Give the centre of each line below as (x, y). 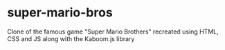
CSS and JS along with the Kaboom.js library (71, 38)
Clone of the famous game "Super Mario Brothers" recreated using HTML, (113, 32)
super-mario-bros (60, 13)
